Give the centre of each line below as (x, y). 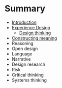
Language (22, 54)
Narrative (21, 59)
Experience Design (31, 27)
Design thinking (35, 33)
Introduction (24, 22)
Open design (25, 48)
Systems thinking (29, 80)
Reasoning (23, 43)
